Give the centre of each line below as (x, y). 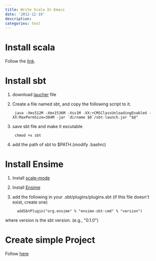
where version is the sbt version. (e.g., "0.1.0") (52, 220)
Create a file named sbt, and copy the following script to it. (72, 104)
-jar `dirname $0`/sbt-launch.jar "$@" (97, 117)
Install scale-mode (31, 178)
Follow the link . (20, 61)
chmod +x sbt (28, 135)
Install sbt (26, 81)
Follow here (17, 254)
